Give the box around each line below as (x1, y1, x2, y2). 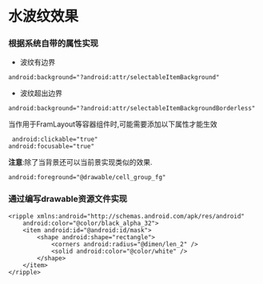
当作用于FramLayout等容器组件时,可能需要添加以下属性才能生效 (8, 119, 217, 129)
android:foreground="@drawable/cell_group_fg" (8, 174, 166, 182)
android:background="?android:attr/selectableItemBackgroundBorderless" (8, 105, 256, 113)
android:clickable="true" (11, 135, 98, 144)
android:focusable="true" (8, 142, 94, 150)
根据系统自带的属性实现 (8, 38, 98, 49)
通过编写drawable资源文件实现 (8, 194, 128, 205)
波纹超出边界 (19, 89, 62, 98)
